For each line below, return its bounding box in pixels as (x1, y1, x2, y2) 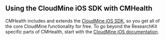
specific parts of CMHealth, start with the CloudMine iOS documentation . (5, 28, 159, 35)
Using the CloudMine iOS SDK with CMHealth (5, 4, 153, 13)
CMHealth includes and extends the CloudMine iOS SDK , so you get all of (5, 17, 160, 24)
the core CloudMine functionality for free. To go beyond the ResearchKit (5, 23, 157, 29)
